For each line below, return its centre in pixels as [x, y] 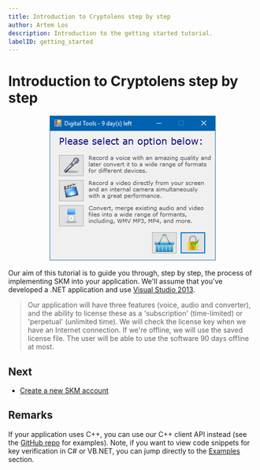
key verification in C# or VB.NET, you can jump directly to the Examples [124, 451]
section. [21, 459]
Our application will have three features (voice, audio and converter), [139, 305]
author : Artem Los [38, 25]
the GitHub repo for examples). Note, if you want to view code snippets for [129, 442]
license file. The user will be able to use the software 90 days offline [138, 339]
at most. [41, 347]
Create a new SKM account [64, 390]
